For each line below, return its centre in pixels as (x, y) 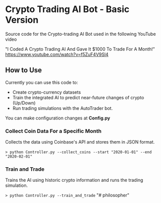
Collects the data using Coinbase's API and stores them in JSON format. (80, 142)
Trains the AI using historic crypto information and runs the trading (74, 180)
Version (22, 20)
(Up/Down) (24, 103)
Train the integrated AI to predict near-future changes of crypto (78, 97)
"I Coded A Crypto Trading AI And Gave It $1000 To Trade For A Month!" (80, 49)
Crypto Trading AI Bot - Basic (67, 9)
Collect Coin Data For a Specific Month (53, 131)
